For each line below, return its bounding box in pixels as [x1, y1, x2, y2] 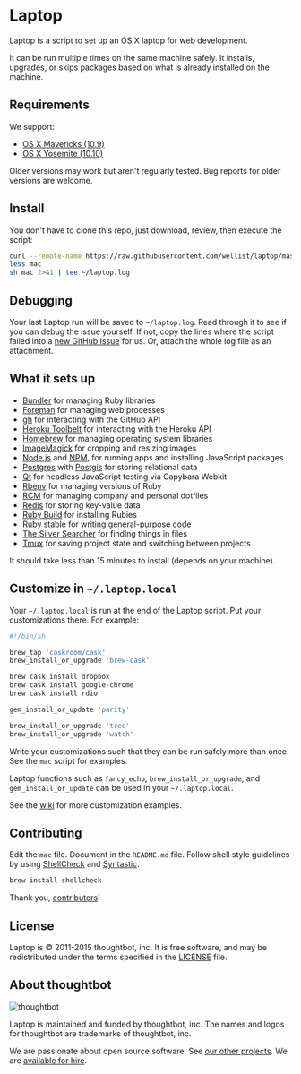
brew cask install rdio [9, 689, 99, 698]
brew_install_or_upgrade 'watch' [9, 729, 134, 739]
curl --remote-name [9, 252, 82, 261]
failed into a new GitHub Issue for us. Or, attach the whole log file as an [9, 336, 271, 346]
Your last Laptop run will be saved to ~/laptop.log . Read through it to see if [9, 317, 287, 327]
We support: [9, 121, 56, 132]
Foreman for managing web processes [21, 404, 166, 415]
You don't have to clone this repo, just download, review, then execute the [9, 225, 282, 236]
